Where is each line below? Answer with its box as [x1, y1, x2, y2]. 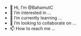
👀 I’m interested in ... [9, 10, 52, 16]
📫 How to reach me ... [9, 26, 55, 31]
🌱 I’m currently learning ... [9, 15, 62, 20]
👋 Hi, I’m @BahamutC [9, 5, 54, 10]
